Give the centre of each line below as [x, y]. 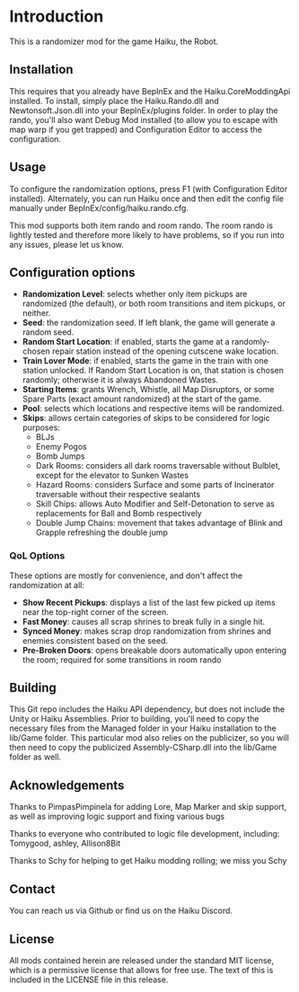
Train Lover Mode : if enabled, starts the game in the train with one [145, 361]
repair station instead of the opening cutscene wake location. [166, 351]
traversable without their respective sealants [118, 495]
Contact [32, 889]
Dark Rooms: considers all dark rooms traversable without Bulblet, [158, 466]
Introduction [57, 17]
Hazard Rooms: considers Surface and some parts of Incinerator [155, 485]
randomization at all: [47, 584]
